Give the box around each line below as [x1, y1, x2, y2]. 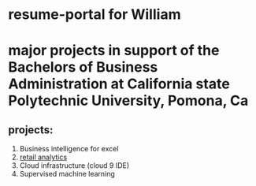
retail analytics [19, 152, 68, 162]
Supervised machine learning [19, 169, 116, 179]
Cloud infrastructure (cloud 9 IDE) [19, 161, 130, 170]
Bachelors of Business [8, 58, 158, 76]
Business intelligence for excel [19, 144, 119, 154]
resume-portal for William [8, 6, 181, 24]
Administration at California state [8, 75, 230, 93]
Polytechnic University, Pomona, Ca [8, 92, 249, 110]
